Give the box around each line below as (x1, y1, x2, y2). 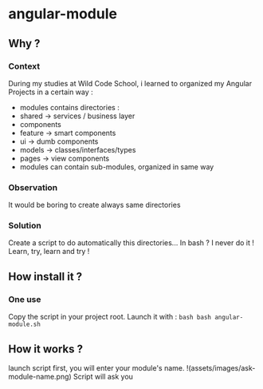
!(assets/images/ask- (186, 363, 256, 372)
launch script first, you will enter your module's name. (8, 363, 185, 372)
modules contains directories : (19, 102, 120, 112)
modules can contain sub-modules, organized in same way (19, 161, 214, 172)
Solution (8, 220, 42, 232)
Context (8, 61, 41, 72)
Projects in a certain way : (8, 87, 93, 97)
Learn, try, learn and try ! (8, 247, 90, 256)
